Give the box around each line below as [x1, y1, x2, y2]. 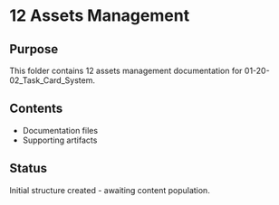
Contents [9, 101, 63, 116]
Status [9, 161, 48, 176]
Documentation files [22, 125, 98, 135]
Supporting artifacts [22, 135, 98, 145]
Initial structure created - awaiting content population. [9, 184, 210, 195]
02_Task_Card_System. [9, 75, 95, 86]
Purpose [9, 42, 59, 57]
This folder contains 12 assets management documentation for [9, 65, 243, 76]
